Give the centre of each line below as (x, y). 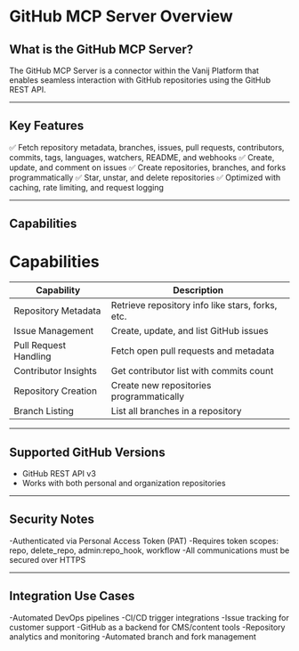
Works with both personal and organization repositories (124, 483)
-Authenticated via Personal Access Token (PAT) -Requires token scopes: (144, 541)
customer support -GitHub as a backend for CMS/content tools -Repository (147, 627)
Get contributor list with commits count (192, 371)
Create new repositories (161, 386)
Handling (32, 356)
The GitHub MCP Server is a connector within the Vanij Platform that (134, 70)
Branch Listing (44, 411)
